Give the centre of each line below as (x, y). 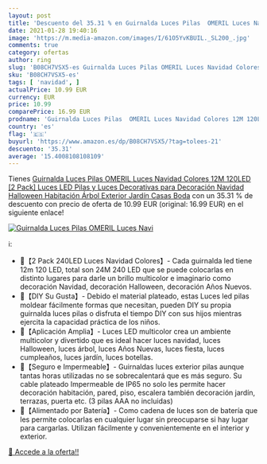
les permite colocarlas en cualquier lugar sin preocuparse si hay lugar (134, 419)
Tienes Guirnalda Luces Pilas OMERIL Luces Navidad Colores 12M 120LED (130, 179)
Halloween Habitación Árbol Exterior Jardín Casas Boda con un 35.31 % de (131, 196)
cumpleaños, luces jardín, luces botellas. (86, 357)
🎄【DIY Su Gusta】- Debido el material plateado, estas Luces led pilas (134, 296)
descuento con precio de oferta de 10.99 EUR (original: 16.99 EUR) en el (126, 205)
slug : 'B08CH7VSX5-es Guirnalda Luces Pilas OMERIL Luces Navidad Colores (135, 68)
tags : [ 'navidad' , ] (44, 82)
